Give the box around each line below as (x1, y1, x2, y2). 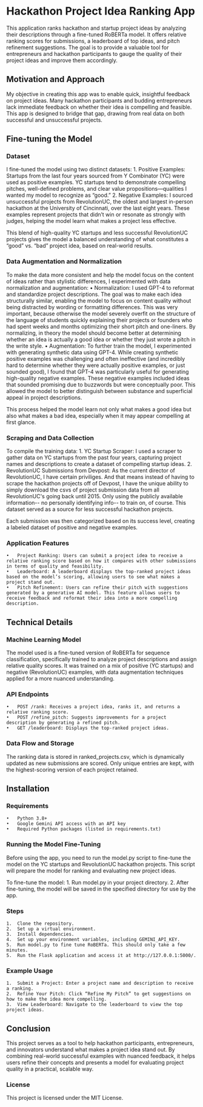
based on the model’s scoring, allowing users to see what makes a (6, 574, 181, 580)
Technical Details (6, 617, 73, 627)
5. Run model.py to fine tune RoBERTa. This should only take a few (6, 942, 186, 948)
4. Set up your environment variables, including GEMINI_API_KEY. (6, 936, 181, 942)
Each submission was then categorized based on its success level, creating (6, 518, 195, 525)
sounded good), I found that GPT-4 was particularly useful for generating (6, 368, 189, 375)
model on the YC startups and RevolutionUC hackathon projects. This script (6, 860, 195, 868)
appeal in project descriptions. (6, 394, 82, 401)
